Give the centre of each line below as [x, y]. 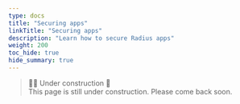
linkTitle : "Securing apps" [56, 30]
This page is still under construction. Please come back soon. [130, 91]
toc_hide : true [34, 53]
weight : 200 [28, 46]
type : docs [27, 16]
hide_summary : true [41, 61]
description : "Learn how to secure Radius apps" [91, 38]
